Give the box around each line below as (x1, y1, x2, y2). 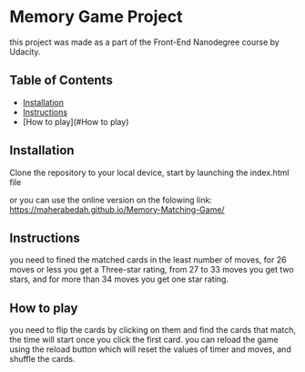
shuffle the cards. (9, 354, 76, 365)
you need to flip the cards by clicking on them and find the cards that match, (9, 325, 297, 336)
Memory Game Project (9, 6, 183, 27)
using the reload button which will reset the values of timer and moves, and (9, 344, 291, 355)
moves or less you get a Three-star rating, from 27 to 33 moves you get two (9, 264, 294, 275)
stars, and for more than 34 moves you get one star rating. (9, 274, 229, 284)
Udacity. (9, 46, 41, 57)
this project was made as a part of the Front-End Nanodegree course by (9, 36, 280, 47)
